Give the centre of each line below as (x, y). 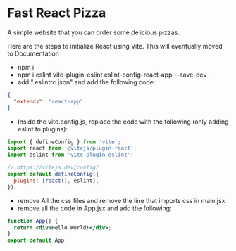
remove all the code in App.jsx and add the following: (94, 208)
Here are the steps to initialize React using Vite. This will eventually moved (115, 46)
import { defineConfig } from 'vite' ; (64, 142)
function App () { (33, 221)
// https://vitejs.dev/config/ (53, 168)
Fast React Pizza (57, 13)
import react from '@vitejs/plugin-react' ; (72, 148)
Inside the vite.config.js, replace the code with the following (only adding (123, 122)
